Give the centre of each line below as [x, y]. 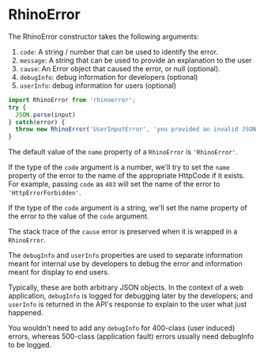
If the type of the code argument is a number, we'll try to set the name [119, 167]
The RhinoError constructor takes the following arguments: [104, 36]
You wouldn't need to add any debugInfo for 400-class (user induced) [122, 328]
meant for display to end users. [59, 272]
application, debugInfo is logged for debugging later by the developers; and [130, 296]
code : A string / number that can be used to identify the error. [119, 51]
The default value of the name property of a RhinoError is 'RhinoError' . [123, 152]
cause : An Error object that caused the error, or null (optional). [120, 68]
